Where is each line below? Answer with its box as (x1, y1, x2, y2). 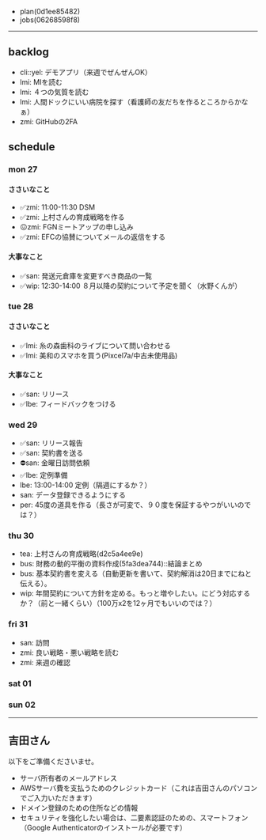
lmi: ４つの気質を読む (19, 87, 89, 96)
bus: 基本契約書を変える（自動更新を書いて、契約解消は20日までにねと (19, 569, 252, 578)
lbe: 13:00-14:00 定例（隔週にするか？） (19, 480, 152, 490)
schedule (8, 140, 55, 153)
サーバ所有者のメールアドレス (19, 773, 117, 782)
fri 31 (8, 619, 28, 630)
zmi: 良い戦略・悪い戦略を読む (19, 648, 120, 657)
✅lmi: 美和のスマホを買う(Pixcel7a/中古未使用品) (19, 350, 178, 360)
